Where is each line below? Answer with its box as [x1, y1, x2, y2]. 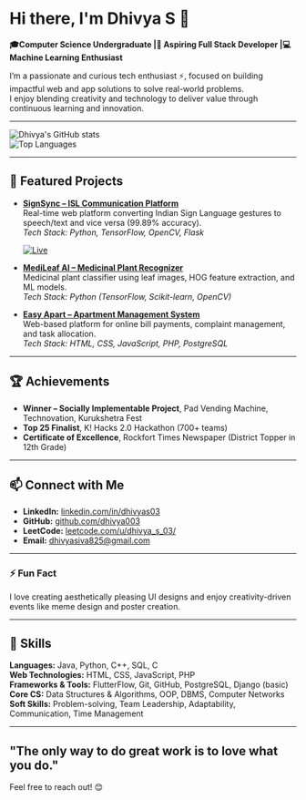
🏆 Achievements [9, 374, 110, 390]
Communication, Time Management [9, 708, 144, 719]
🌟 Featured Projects [9, 173, 124, 190]
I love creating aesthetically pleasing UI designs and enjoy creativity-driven [9, 591, 291, 602]
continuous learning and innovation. [9, 102, 144, 113]
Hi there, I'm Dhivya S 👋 [9, 8, 190, 29]
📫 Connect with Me [9, 477, 125, 493]
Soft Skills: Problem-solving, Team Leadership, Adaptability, [9, 699, 236, 710]
